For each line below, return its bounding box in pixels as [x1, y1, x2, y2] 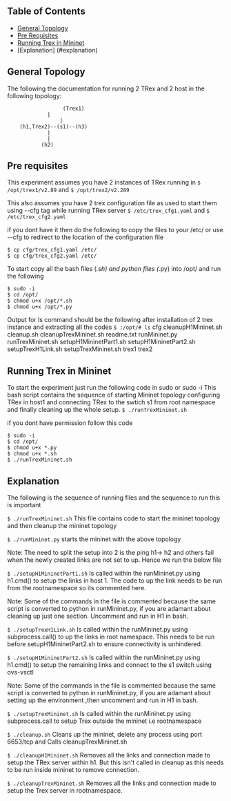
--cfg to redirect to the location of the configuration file [7, 233, 164, 241]
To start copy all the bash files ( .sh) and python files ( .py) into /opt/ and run [7, 265, 221, 273]
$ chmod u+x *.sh [7, 451, 57, 458]
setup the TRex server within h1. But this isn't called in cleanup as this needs [7, 758, 224, 766]
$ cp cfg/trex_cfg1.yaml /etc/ [7, 247, 97, 254]
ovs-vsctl [7, 668, 34, 677]
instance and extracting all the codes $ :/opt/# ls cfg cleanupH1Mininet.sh [7, 323, 223, 331]
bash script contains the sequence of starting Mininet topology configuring [7, 390, 221, 399]
